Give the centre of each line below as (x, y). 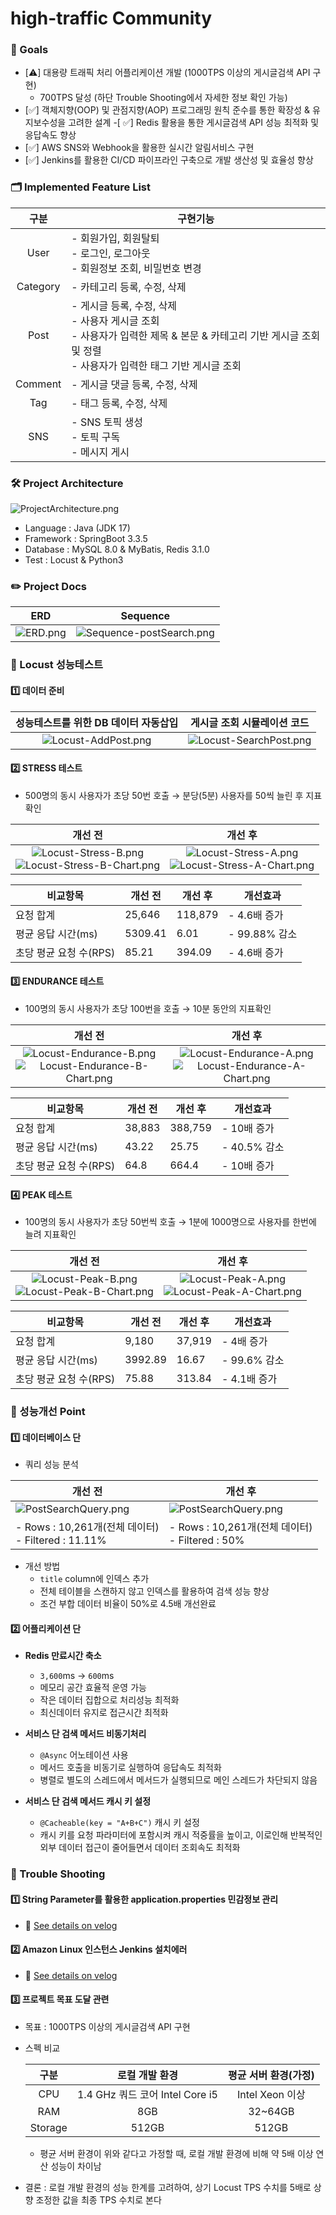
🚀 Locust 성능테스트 (56, 665)
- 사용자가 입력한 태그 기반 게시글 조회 (156, 365)
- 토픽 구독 (96, 437)
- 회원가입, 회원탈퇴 (115, 238)
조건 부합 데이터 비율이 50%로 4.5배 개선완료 (128, 1604)
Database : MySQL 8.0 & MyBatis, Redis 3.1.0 (117, 549)
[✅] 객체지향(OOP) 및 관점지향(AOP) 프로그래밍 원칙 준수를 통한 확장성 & (167, 110)
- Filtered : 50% (206, 1540)
